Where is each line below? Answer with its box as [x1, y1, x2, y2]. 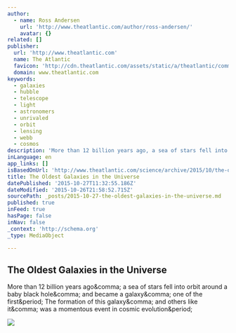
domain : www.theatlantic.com [13, 69, 99, 76]
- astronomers [13, 108, 55, 115]
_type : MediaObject [7, 232, 65, 239]
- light [13, 102, 37, 109]
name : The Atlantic [13, 56, 71, 63]
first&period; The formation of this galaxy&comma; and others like [7, 297, 198, 306]
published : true [7, 199, 55, 207]
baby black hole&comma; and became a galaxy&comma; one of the [7, 290, 203, 299]
